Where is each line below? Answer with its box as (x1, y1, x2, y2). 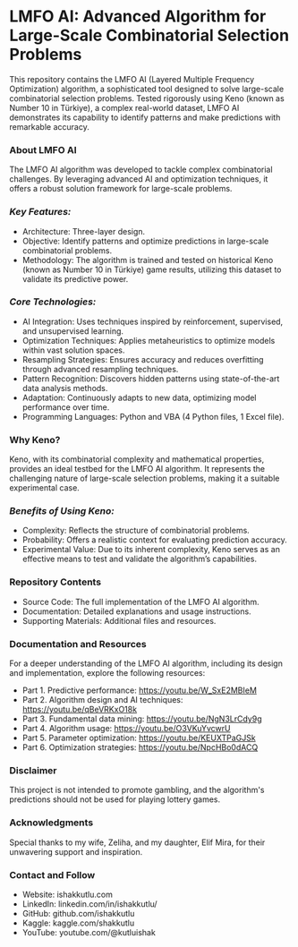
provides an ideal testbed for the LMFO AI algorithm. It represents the (9, 464, 266, 474)
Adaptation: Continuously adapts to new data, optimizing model (21, 392, 257, 403)
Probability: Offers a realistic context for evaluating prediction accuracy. (21, 534, 288, 545)
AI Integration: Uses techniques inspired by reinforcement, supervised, (21, 316, 284, 327)
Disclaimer (9, 764, 57, 776)
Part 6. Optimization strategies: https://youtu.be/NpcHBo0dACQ (21, 742, 259, 753)
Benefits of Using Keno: (9, 505, 115, 517)
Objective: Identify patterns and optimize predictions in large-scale (21, 235, 269, 246)
